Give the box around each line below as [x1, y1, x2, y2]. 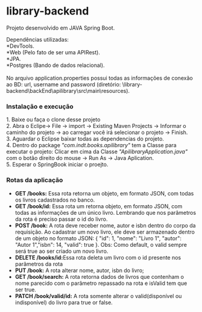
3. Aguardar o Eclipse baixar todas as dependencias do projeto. [6, 135, 165, 142]
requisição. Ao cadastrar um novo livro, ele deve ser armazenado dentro [14, 228, 195, 235]
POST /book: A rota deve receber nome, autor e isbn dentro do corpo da [14, 221, 196, 229]
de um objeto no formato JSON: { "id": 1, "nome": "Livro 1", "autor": [14, 234, 182, 242]
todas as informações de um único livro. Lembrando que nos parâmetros [14, 209, 197, 216]
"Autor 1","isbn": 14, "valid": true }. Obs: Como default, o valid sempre [14, 241, 187, 248]
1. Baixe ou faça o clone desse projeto [6, 116, 101, 123]
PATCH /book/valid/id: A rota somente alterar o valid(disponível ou [14, 292, 182, 299]
